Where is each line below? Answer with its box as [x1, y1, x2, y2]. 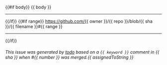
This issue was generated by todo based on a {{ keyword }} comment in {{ [5, 49, 160, 55]
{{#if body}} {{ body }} [5, 4, 51, 10]
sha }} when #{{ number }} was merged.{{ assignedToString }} [5, 54, 134, 60]
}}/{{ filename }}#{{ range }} [5, 24, 63, 29]
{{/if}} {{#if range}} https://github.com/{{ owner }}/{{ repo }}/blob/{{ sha [5, 18, 153, 24]
